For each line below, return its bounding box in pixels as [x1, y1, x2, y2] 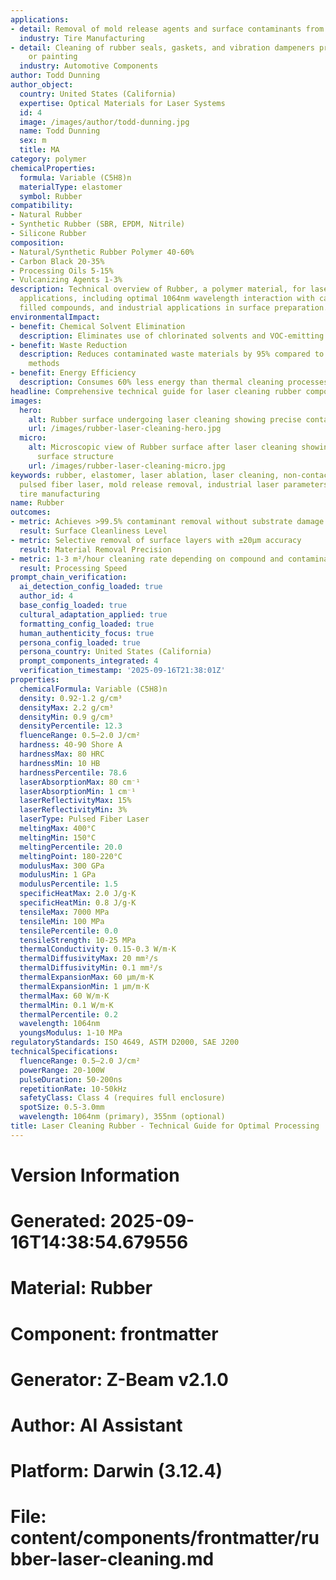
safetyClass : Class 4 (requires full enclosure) [19, 1093, 226, 1103]
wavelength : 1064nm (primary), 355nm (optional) [19, 1112, 226, 1122]
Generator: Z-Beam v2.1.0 [10, 1368, 229, 1391]
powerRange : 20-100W [19, 1065, 105, 1075]
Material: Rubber [10, 1277, 153, 1300]
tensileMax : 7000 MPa [19, 907, 110, 917]
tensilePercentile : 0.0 [19, 926, 118, 936]
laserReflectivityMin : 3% [19, 805, 128, 815]
